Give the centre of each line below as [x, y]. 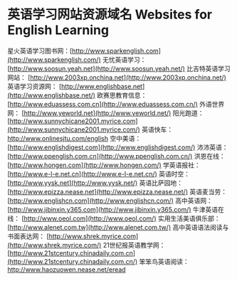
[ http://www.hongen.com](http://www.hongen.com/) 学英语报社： [104, 165]
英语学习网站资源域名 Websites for [110, 15]
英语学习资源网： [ [35, 86]
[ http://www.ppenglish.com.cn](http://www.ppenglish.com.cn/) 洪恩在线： [116, 156]
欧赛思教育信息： [122, 95]
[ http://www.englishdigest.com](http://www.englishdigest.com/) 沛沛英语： [118, 147]
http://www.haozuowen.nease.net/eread [67, 269]
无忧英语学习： [124, 59]
